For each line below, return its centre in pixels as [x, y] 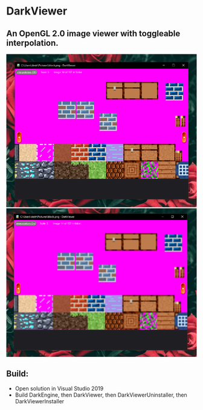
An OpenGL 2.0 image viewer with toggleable [93, 34]
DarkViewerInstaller [40, 401]
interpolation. [32, 43]
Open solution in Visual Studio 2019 [59, 388]
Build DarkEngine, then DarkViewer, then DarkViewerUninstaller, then [101, 395]
